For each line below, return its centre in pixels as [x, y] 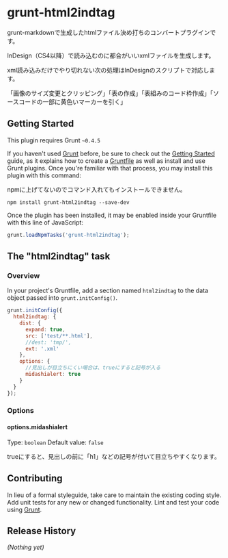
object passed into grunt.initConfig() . [62, 298]
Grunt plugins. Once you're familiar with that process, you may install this [110, 168]
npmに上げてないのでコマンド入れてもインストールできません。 [97, 189]
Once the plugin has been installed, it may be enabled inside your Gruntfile [112, 215]
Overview [24, 275]
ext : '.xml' [42, 348]
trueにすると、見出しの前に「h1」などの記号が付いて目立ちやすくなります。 [114, 456]
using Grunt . [25, 509]
